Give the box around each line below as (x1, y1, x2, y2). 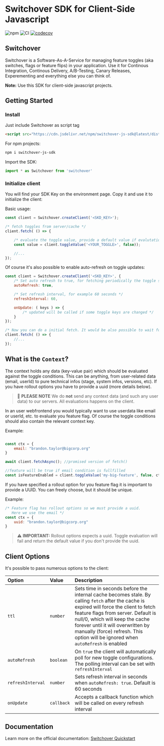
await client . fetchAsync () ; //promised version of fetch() (5, 459, 128, 464)
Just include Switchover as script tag (5, 122, 80, 128)
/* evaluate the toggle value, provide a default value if (14, 238, 137, 242)
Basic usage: (5, 206, 31, 212)
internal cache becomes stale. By (75, 591, 151, 598)
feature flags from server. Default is (75, 610, 156, 617)
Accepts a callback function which (75, 694, 154, 700)
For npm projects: (5, 141, 41, 146)
